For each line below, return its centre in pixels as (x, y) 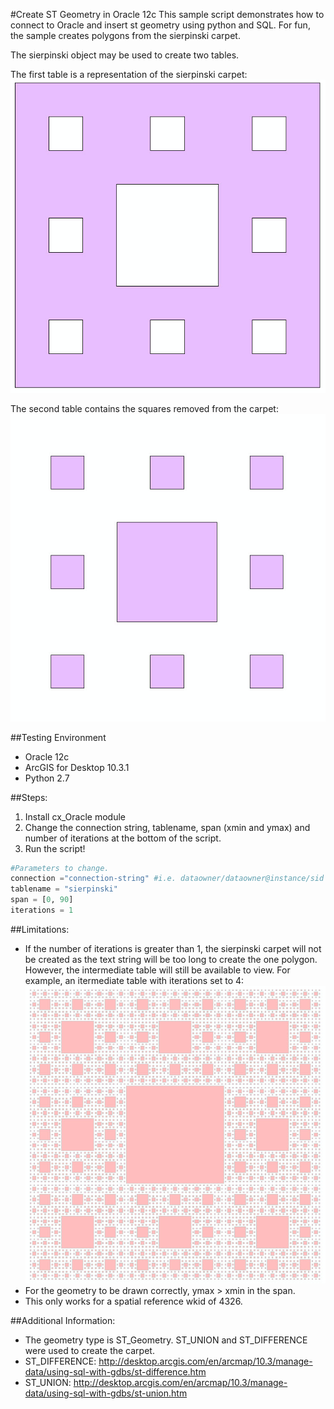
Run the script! (55, 848)
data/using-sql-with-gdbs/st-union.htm (106, 1393)
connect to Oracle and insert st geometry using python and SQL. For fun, (160, 25)
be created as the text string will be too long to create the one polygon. (171, 959)
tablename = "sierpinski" (64, 889)
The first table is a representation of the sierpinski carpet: (129, 74)
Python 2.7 (47, 778)
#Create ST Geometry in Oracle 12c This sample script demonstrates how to (167, 14)
